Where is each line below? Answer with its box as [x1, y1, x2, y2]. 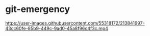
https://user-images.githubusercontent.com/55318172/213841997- [5, 20, 145, 26]
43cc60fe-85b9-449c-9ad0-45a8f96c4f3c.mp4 [5, 25, 109, 31]
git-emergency [5, 3, 70, 15]
